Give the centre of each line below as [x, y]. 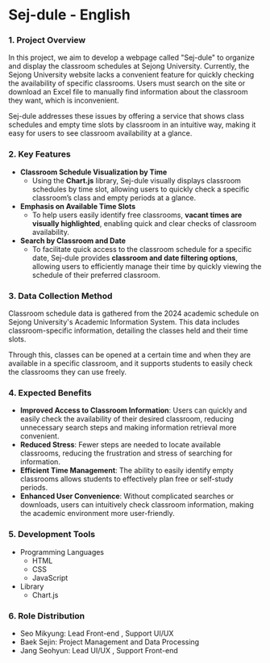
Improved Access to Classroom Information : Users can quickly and [133, 410]
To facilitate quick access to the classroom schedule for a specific [142, 249]
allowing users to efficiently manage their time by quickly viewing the [147, 266]
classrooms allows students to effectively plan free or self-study [127, 479]
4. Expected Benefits [50, 393]
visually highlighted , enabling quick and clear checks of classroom [144, 223]
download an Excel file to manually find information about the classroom [128, 92]
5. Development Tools [52, 535]
